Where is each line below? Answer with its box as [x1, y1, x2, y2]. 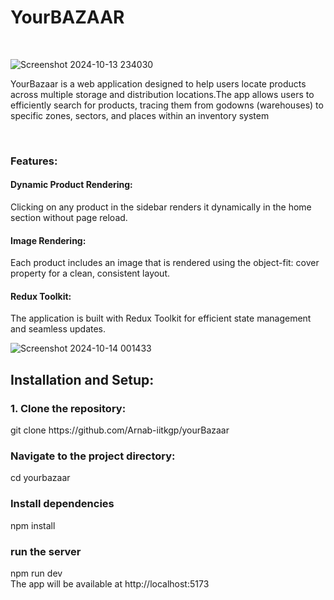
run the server [10, 544, 82, 558]
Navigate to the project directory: [10, 449, 176, 463]
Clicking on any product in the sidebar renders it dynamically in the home [10, 201, 312, 213]
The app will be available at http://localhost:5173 [10, 578, 210, 590]
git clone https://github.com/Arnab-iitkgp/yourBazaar [10, 424, 230, 436]
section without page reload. [10, 212, 128, 224]
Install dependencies [10, 497, 115, 511]
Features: [10, 154, 58, 168]
